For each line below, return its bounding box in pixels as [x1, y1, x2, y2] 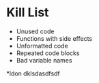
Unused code [16, 27, 55, 35]
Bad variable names [16, 56, 72, 64]
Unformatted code [16, 41, 69, 50]
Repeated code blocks [16, 49, 80, 57]
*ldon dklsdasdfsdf [6, 69, 61, 78]
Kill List [6, 5, 49, 20]
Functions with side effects [16, 34, 93, 42]
